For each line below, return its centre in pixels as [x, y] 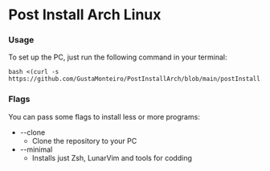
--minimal [36, 149]
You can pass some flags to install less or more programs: [104, 116]
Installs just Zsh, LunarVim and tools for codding [112, 157]
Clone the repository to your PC [84, 140]
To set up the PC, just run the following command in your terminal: [118, 57]
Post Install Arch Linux [85, 15]
